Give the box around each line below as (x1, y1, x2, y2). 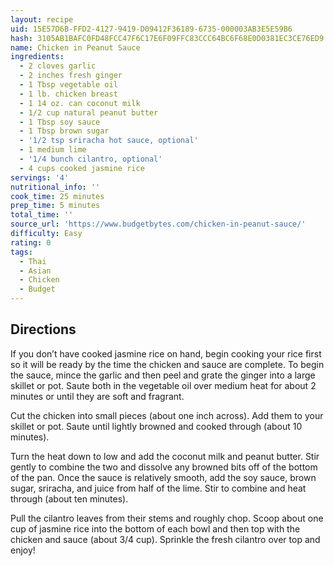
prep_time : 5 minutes (10, 201, 101, 211)
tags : (10, 247, 33, 257)
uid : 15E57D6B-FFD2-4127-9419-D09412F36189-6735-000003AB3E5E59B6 (10, 24, 293, 34)
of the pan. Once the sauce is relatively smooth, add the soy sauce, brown (10, 471, 317, 483)
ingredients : (10, 52, 65, 62)
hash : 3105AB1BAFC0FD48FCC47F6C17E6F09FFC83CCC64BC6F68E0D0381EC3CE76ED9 (10, 33, 325, 43)
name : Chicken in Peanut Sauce (10, 42, 141, 53)
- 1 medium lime (19, 145, 87, 155)
